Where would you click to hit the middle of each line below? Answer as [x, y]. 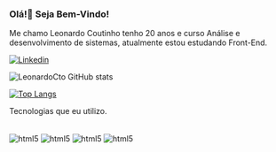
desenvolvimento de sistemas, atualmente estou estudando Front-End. [138, 42]
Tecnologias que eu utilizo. [59, 111]
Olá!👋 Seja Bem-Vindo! [59, 14]
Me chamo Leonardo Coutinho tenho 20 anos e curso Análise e [125, 34]
